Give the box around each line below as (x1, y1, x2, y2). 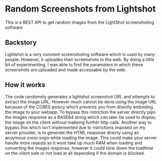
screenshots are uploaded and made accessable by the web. (5, 67, 127, 73)
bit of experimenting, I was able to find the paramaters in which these (5, 61, 144, 67)
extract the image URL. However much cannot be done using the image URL (5, 99, 157, 104)
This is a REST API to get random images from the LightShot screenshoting (5, 19, 154, 25)
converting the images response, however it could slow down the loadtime (5, 145, 153, 151)
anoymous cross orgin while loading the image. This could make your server (5, 134, 157, 141)
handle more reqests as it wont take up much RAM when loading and (5, 140, 142, 146)
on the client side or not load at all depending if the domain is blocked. (5, 150, 145, 156)
